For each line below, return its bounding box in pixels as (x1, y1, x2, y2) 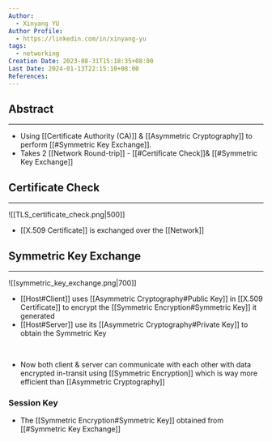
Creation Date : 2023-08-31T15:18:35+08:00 (8, 58, 154, 66)
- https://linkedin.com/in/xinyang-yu (15, 34, 147, 43)
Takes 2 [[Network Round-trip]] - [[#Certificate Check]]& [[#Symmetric (19, 148, 258, 158)
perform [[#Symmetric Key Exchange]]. (19, 139, 152, 150)
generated (19, 311, 55, 321)
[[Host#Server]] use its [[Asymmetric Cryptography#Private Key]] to (19, 320, 249, 329)
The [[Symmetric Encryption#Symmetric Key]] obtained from (19, 415, 224, 426)
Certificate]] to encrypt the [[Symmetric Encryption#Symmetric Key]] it (19, 303, 257, 312)
